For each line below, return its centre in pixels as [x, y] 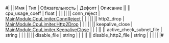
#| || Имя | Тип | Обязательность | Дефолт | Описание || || [68, 8]
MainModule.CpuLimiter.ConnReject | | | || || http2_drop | [65, 19]
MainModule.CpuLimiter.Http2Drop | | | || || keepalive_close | [69, 24]
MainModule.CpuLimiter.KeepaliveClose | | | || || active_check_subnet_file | [84, 30]
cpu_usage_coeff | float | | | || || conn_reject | [53, 13]
